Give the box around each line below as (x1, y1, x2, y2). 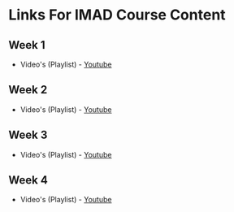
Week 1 (8, 38, 45, 52)
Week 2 (8, 83, 48, 97)
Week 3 (8, 128, 48, 142)
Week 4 (8, 173, 49, 188)
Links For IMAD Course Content (8, 6, 226, 24)
